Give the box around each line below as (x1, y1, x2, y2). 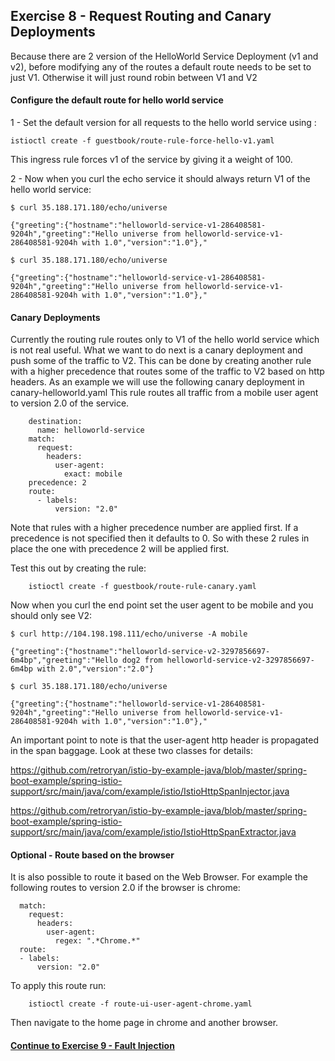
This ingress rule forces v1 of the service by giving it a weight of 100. (10, 154, 293, 166)
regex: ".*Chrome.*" (54, 936, 141, 946)
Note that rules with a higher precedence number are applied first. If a (10, 522, 299, 534)
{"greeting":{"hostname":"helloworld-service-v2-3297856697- (10, 647, 271, 657)
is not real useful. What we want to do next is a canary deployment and (10, 344, 303, 356)
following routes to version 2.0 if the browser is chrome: (10, 882, 241, 894)
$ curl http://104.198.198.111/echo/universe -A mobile (10, 629, 248, 639)
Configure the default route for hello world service (10, 94, 224, 106)
